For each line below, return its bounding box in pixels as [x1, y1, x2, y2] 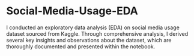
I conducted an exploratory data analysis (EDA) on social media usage [6, 24, 180, 31]
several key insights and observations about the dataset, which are [6, 36, 172, 43]
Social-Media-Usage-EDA [6, 4, 138, 18]
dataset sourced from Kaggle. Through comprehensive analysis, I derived [6, 30, 189, 37]
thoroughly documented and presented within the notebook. [6, 43, 156, 50]
